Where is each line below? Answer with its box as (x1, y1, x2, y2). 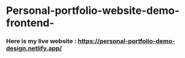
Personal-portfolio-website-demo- (6, 4, 180, 17)
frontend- (6, 16, 54, 30)
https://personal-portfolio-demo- (77, 37, 176, 45)
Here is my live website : (6, 37, 77, 45)
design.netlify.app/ (6, 45, 63, 53)
